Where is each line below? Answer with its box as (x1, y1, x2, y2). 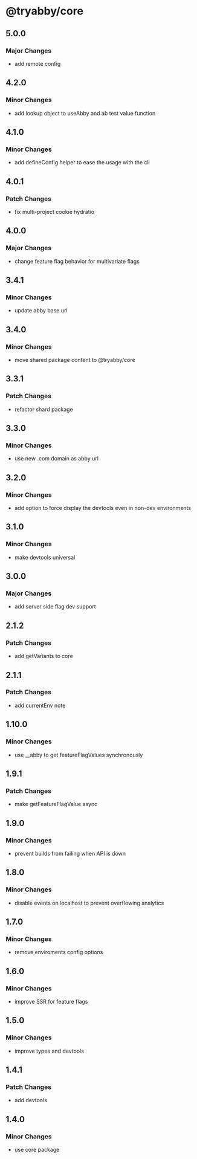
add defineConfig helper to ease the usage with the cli (14, 159, 150, 166)
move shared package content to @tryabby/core (14, 357, 135, 363)
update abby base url (14, 307, 68, 314)
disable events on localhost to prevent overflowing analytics (14, 899, 164, 906)
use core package (14, 1146, 60, 1153)
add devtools (14, 1097, 48, 1104)
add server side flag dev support (14, 603, 96, 610)
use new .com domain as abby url (14, 455, 99, 462)
